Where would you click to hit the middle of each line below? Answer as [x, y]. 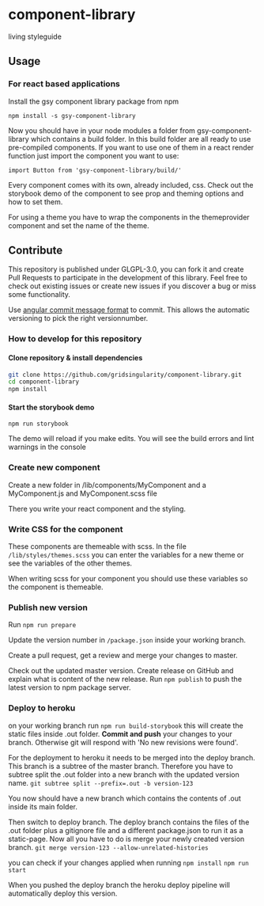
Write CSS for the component [66, 529]
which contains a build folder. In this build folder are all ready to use [141, 139]
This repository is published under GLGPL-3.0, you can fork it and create [126, 269]
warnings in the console [47, 447]
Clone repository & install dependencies [75, 357]
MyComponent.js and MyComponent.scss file [83, 493]
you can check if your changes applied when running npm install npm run [128, 862]
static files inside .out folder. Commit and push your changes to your [121, 733]
